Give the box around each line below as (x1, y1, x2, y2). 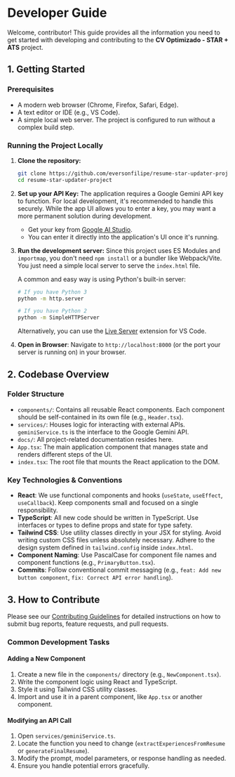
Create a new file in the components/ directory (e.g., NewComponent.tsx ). (17, 670, 222, 679)
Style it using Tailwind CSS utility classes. (17, 685, 138, 693)
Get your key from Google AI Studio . (27, 225, 133, 233)
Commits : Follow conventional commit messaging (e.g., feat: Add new (17, 566, 222, 574)
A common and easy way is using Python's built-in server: (17, 275, 186, 283)
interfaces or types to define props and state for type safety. (17, 521, 193, 530)
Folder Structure (7, 389, 65, 399)
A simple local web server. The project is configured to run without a (17, 115, 215, 124)
